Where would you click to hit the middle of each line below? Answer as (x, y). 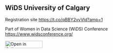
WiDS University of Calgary (47, 8)
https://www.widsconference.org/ (39, 34)
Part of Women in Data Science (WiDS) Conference (56, 29)
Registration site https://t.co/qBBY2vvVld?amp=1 (54, 19)
